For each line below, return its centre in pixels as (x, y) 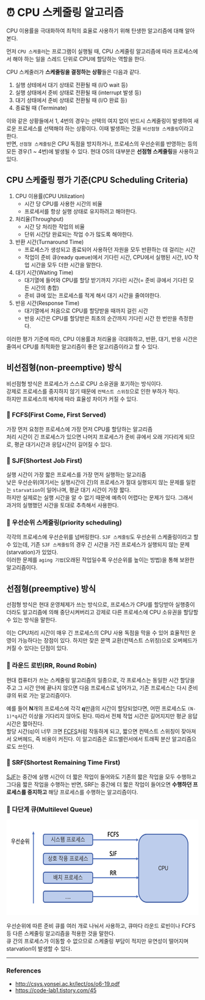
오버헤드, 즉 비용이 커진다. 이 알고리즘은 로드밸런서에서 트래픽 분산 (92, 739)
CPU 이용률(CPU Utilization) (50, 196)
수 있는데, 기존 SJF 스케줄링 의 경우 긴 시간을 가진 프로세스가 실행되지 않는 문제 (98, 545)
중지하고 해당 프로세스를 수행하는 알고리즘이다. (83, 792)
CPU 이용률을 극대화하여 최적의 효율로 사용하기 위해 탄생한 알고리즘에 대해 (95, 31)
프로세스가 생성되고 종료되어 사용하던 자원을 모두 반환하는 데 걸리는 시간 (110, 249)
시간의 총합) (45, 287)
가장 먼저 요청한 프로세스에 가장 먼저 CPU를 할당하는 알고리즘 (80, 429)
